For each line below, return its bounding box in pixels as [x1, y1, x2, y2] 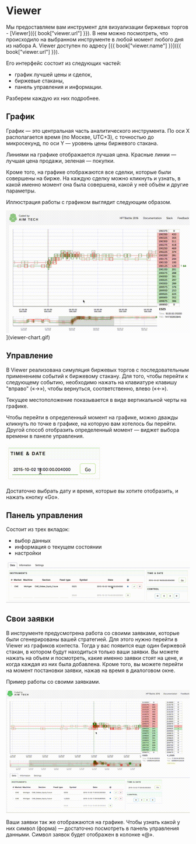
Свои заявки [6, 614, 54, 624]
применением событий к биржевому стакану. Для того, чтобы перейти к [6, 373, 188, 380]
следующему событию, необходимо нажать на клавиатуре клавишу [6, 378, 177, 385]
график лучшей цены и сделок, [14, 71, 92, 78]
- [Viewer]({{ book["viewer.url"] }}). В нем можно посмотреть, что [6, 29, 169, 36]
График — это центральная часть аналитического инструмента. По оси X [6, 127, 190, 134]
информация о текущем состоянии [14, 543, 102, 550]
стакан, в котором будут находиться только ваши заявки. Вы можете [6, 648, 179, 655]
